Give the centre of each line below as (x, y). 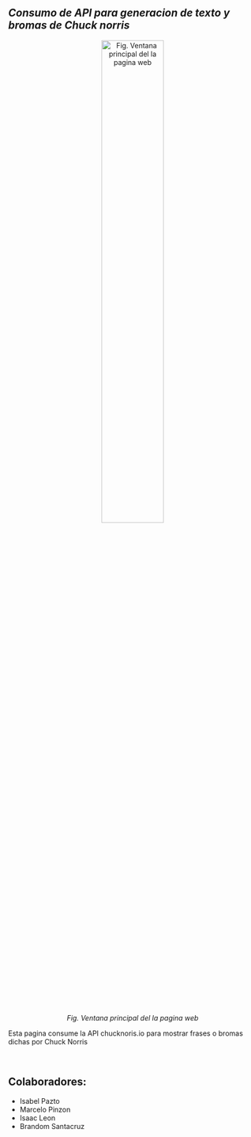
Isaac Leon (37, 1118)
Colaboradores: (47, 1082)
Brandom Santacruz (52, 1126)
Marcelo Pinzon (45, 1109)
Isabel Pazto (40, 1101)
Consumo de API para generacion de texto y (119, 13)
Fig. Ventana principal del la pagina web (133, 1017)
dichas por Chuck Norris (48, 1041)
